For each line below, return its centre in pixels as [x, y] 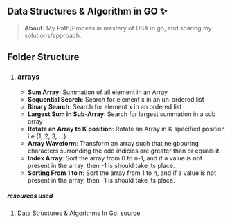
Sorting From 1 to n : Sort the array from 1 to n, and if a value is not [122, 173]
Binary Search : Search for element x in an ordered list [105, 106]
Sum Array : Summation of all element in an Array [98, 92]
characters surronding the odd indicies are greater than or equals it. [124, 151]
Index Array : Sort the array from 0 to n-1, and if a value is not [115, 158]
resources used [30, 196]
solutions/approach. [53, 35]
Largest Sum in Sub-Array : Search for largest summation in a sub [122, 114]
